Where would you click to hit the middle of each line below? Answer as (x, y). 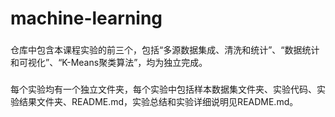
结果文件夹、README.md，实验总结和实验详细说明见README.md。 (158, 102)
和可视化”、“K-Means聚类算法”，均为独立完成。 (109, 63)
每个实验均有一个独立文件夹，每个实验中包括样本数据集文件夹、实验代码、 (163, 89)
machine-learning (86, 18)
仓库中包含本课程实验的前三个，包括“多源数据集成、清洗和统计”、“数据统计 (165, 50)
